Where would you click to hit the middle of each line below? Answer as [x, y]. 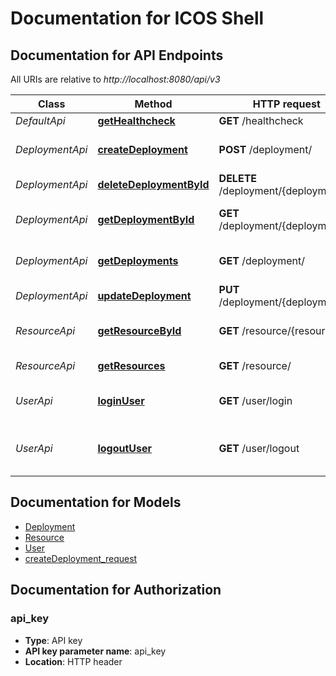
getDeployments [138, 260]
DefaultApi [40, 120]
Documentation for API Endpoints [117, 55]
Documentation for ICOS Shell [137, 18]
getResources [131, 365]
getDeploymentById [146, 219]
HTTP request [286, 104]
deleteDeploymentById [153, 184]
